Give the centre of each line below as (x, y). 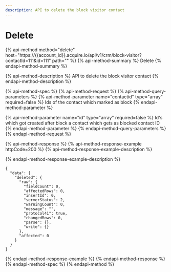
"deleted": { (28, 177)
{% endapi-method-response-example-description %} (63, 159)
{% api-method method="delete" (40, 50)
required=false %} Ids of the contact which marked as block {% (72, 102)
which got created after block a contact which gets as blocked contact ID (82, 123)
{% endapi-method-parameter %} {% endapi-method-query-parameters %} (86, 128)
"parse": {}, (38, 222)
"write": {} (37, 227)
